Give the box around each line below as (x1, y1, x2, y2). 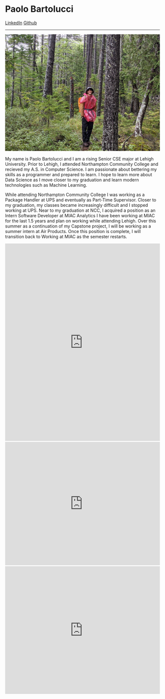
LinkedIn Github (5, 20, 37, 26)
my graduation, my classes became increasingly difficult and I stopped (5, 202, 148, 208)
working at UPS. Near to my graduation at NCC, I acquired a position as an (5, 207, 156, 213)
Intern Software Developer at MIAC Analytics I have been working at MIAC (5, 212, 155, 218)
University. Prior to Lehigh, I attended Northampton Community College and (5, 161, 159, 167)
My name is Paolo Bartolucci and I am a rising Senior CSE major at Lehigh (5, 155, 154, 161)
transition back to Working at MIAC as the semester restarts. (5, 233, 128, 239)
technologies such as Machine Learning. (5, 182, 87, 188)
